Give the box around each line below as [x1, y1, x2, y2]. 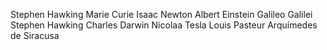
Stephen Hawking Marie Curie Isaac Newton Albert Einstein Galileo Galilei [10, 9, 313, 20]
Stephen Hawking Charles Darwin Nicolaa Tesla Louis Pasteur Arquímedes [10, 19, 318, 31]
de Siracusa [10, 30, 60, 41]
